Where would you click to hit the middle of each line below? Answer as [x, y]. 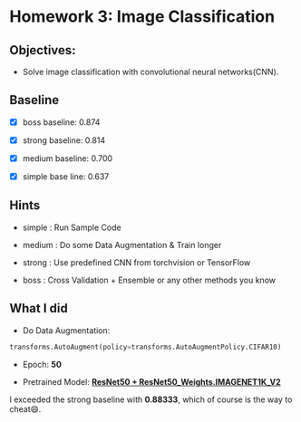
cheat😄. [25, 408]
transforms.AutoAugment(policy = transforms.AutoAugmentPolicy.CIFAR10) [146, 347]
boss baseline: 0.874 [61, 122]
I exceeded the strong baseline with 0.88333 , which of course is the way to [151, 399]
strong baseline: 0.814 [64, 140]
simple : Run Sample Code [72, 227]
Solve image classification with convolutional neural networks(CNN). [150, 72]
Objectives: [43, 50]
